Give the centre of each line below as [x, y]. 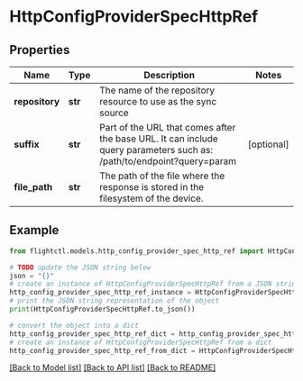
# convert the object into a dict [74, 325]
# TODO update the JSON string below [80, 268]
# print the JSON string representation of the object [115, 301]
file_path [33, 187]
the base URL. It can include [158, 139]
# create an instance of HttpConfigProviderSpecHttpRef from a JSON [141, 284]
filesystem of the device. [151, 198]
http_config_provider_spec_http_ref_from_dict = [102, 350]
